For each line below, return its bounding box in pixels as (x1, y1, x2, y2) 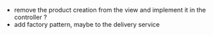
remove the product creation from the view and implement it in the (13, 6, 206, 14)
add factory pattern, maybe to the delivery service (13, 21, 160, 28)
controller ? (13, 13, 47, 21)
